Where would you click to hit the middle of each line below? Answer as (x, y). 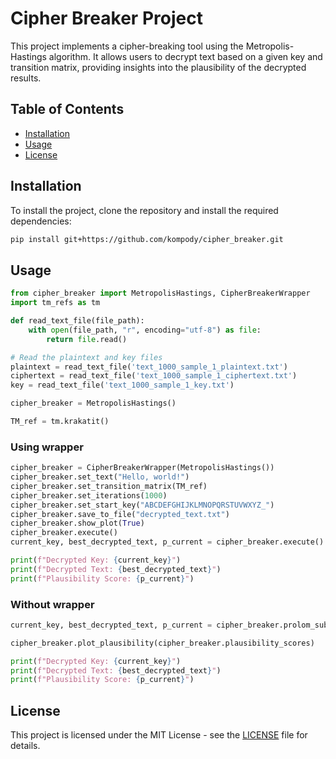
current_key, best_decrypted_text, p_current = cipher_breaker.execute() (167, 542)
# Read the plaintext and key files (86, 357)
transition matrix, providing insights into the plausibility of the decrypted (158, 67)
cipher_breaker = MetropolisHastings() (93, 403)
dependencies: (41, 221)
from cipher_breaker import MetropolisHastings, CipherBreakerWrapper (160, 293)
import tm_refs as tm (55, 303)
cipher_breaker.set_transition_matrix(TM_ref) (109, 486)
